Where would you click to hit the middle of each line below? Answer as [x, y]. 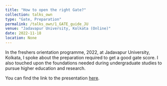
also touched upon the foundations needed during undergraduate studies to [83, 63]
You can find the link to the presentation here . [52, 78]
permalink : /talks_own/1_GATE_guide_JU [47, 24]
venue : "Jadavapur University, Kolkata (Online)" [58, 29]
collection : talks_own [29, 15]
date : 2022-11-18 [23, 33]
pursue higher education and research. [46, 68]
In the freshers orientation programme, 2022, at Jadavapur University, [78, 52]
